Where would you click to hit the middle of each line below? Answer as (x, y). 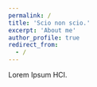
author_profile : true (44, 38)
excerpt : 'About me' (43, 30)
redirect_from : (33, 45)
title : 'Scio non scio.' (49, 23)
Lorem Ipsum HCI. (38, 75)
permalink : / (30, 15)
